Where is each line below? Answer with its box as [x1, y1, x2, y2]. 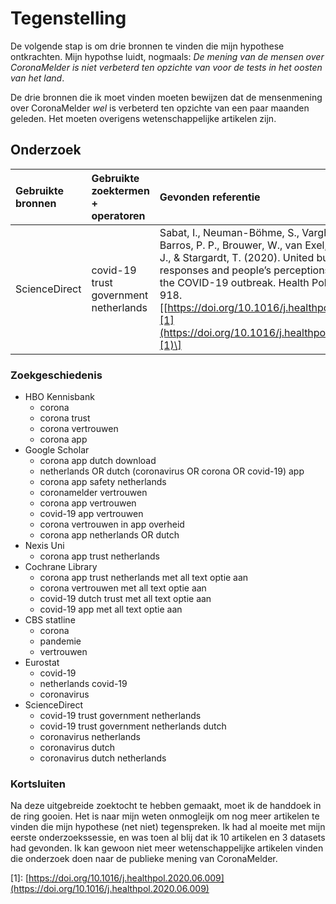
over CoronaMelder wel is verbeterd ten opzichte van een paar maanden [10, 102, 310, 114]
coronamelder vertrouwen [39, 487, 148, 499]
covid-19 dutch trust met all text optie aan [39, 593, 212, 605]
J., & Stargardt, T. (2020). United [159, 250, 315, 264]
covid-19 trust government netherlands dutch [39, 720, 227, 732]
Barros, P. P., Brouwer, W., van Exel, [159, 238, 328, 252]
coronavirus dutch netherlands [39, 752, 167, 764]
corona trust [39, 412, 91, 424]
